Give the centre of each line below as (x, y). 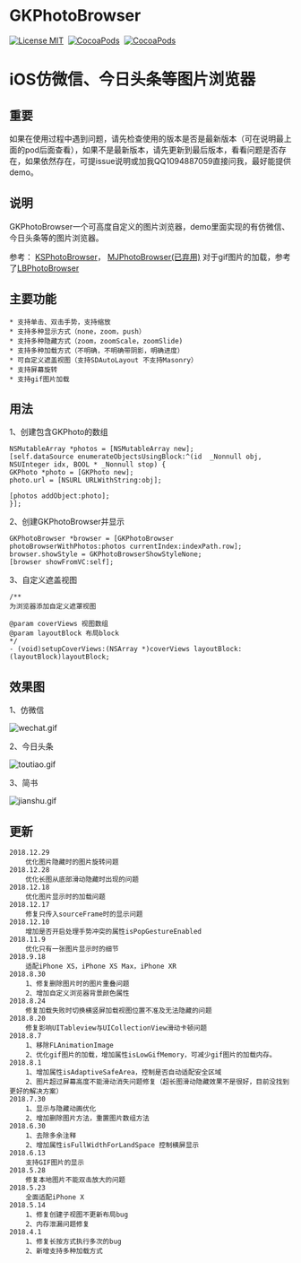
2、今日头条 (31, 746)
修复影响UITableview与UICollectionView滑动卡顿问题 (116, 1028)
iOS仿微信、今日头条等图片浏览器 (133, 79)
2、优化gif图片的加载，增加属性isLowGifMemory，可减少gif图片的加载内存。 (151, 1055)
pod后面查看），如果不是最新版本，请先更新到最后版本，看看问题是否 (152, 150)
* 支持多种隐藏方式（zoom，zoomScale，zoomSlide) (96, 341)
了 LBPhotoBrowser (44, 268)
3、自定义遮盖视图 (43, 580)
